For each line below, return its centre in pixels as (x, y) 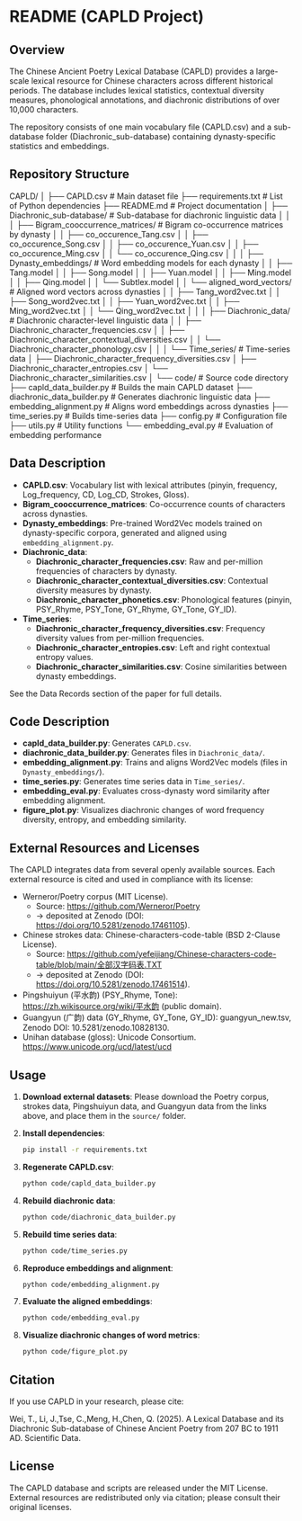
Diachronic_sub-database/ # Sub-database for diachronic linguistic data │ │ (150, 215)
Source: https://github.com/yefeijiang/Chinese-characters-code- (156, 954)
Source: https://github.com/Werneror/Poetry (118, 907)
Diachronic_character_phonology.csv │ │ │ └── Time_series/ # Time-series (150, 349)
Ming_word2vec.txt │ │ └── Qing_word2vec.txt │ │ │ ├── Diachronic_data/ (150, 310)
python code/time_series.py (75, 1251)
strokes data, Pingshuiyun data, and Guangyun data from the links (144, 1106)
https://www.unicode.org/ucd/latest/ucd (97, 1047)
